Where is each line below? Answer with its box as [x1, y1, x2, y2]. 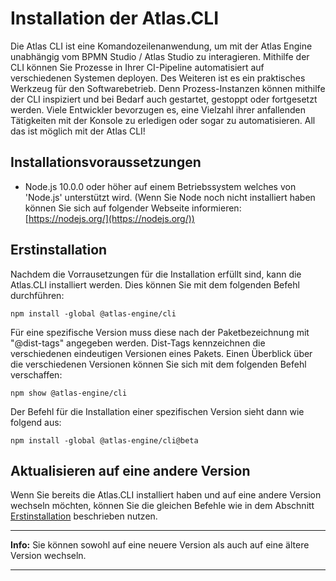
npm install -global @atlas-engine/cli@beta [10, 435, 199, 446]
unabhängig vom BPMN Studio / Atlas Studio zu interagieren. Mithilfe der [10, 50, 310, 62]
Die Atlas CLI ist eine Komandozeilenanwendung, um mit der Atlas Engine [10, 40, 313, 52]
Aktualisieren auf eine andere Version [10, 462, 251, 479]
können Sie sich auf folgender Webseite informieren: [24, 202, 242, 214]
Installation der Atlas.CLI [10, 7, 220, 30]
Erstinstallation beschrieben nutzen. [10, 510, 158, 522]
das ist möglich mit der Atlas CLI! [10, 125, 146, 137]
